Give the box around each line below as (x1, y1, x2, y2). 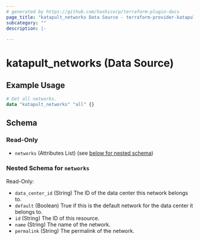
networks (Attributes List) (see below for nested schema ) (14, 149, 154, 157)
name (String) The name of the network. (14, 221, 111, 228)
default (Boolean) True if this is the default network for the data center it (14, 202, 193, 209)
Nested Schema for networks (6, 164, 90, 173)
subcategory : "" (6, 20, 46, 26)
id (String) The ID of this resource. (14, 214, 100, 222)
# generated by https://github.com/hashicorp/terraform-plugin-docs (6, 8, 180, 15)
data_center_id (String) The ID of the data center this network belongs (14, 189, 189, 197)
